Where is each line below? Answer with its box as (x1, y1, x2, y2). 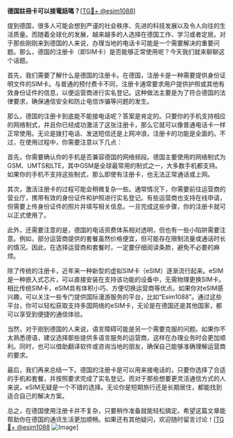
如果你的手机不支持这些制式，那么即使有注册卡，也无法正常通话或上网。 (7, 170, 214, 178)
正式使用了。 (12, 211, 50, 219)
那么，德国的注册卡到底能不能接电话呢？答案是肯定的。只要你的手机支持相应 (7, 112, 226, 120)
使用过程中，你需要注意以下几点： (25, 138, 123, 146)
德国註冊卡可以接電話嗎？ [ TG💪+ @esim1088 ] (7, 7, 136, 15)
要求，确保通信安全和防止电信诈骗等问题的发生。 (12, 97, 153, 105)
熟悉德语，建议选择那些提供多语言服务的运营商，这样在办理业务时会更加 (12, 334, 220, 341)
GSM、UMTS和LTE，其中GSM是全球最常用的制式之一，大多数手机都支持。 (7, 161, 222, 170)
